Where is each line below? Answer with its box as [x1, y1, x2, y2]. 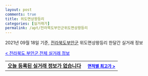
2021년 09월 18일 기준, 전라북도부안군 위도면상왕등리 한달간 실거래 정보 [5, 40, 143, 46]
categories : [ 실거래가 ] [5, 21, 50, 26]
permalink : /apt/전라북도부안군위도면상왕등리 [5, 26, 88, 31]
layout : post [5, 7, 32, 12]
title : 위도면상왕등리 [5, 16, 44, 21]
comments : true [5, 12, 37, 17]
